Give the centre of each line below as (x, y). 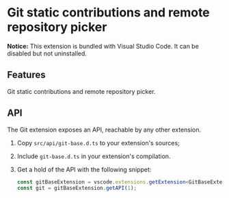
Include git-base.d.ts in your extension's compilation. (94, 156)
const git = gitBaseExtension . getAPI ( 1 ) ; (77, 188)
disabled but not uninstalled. (47, 53)
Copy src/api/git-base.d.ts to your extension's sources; (98, 143)
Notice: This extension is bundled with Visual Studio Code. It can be (103, 46)
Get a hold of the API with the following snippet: (84, 169)
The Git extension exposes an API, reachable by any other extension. (104, 129)
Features (26, 75)
